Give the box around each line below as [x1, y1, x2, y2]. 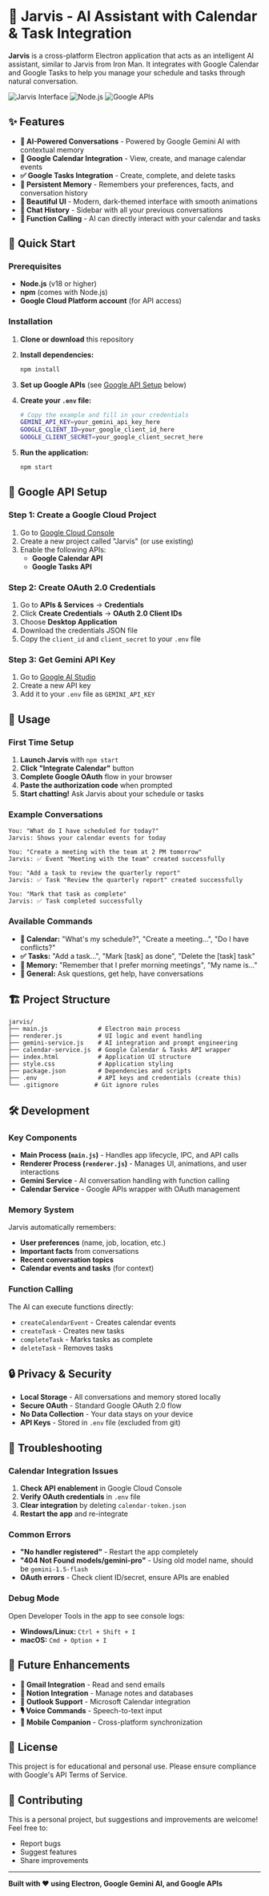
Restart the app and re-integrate [19, 1509, 128, 1518]
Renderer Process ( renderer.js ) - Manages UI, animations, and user [19, 1158, 247, 1169]
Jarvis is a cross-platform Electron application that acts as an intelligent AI [8, 51, 255, 60]
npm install [19, 365, 60, 374]
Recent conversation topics [19, 1255, 114, 1265]
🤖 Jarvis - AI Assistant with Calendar [8, 7, 258, 26]
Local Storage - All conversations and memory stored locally [19, 1393, 222, 1402]
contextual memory [19, 144, 85, 155]
